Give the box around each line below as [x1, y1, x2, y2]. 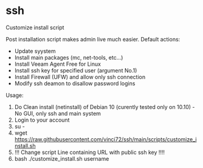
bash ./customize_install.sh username [14, 155, 109, 162]
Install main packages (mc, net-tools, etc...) [14, 54, 123, 61]
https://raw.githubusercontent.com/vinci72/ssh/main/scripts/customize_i [14, 135, 197, 143]
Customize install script [5, 24, 64, 31]
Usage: [5, 91, 24, 99]
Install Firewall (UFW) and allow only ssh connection [14, 73, 146, 80]
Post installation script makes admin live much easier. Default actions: [5, 35, 181, 43]
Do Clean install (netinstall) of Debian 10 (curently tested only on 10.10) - [14, 103, 195, 110]
